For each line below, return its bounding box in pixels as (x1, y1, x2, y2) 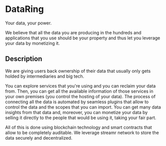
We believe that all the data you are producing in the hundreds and (5, 29, 142, 35)
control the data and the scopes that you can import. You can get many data (5, 104, 162, 110)
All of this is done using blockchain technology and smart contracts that (5, 124, 153, 130)
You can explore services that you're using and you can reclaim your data (5, 83, 156, 89)
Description (5, 55, 42, 63)
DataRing (5, 3, 44, 15)
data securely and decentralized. (5, 135, 73, 141)
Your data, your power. (5, 20, 52, 26)
